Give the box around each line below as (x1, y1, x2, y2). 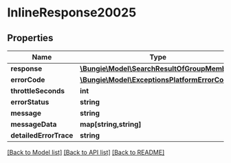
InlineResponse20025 (7, 5, 137, 21)
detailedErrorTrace (10, 131, 74, 140)
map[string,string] (80, 120, 142, 129)
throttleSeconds (10, 86, 65, 95)
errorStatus (10, 97, 49, 107)
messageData (10, 120, 57, 129)
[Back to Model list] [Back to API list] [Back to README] (7, 149, 165, 156)
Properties (7, 32, 54, 44)
